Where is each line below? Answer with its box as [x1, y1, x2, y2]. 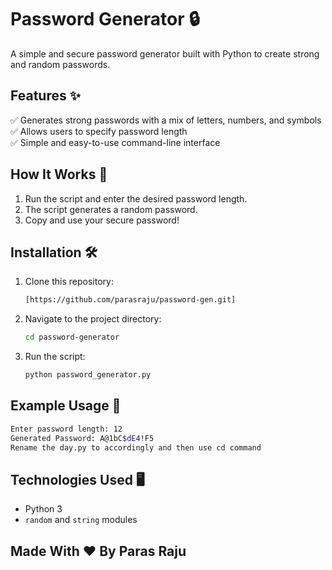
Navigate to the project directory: [24, 313, 162, 325]
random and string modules [24, 514, 138, 526]
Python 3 [24, 503, 63, 515]
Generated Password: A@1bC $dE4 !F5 [10, 433, 155, 443]
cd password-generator [24, 332, 120, 343]
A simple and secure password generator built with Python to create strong [10, 47, 320, 60]
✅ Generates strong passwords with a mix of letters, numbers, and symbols [10, 114, 322, 126]
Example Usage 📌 [10, 397, 122, 415]
